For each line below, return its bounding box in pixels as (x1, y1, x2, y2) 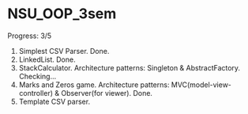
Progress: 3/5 (7, 31, 52, 40)
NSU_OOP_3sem (7, 5, 117, 23)
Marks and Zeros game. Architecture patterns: (18, 80, 170, 89)
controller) (18, 88, 53, 97)
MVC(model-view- (171, 80, 232, 89)
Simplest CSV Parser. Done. (18, 46, 110, 55)
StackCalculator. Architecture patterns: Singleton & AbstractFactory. (18, 63, 241, 72)
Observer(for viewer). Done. (61, 88, 153, 97)
